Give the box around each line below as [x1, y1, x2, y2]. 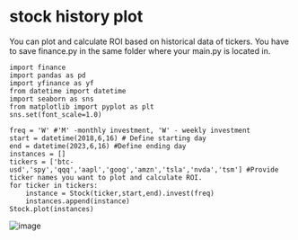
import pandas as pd [9, 70, 87, 80]
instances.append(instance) [25, 196, 130, 206]
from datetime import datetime [9, 86, 127, 95]
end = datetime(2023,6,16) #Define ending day [9, 141, 187, 150]
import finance [9, 63, 66, 72]
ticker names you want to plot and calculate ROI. [9, 173, 203, 182]
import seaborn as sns [9, 94, 94, 103]
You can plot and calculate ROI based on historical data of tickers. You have [9, 36, 290, 47]
